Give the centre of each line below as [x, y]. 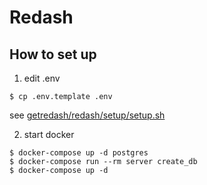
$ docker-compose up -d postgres [79, 153]
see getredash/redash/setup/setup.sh [87, 115]
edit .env [42, 78]
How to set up [53, 54]
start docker [49, 134]
